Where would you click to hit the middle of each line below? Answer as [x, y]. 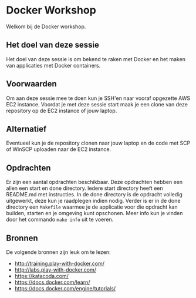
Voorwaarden [31, 84]
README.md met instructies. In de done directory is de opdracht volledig [94, 195]
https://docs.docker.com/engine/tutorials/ [65, 288]
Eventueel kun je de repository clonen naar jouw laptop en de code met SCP [98, 143]
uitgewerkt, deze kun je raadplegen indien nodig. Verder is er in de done [93, 201]
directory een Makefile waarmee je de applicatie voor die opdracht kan [92, 207]
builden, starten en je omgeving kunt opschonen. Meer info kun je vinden [94, 213]
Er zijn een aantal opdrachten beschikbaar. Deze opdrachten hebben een [94, 182]
